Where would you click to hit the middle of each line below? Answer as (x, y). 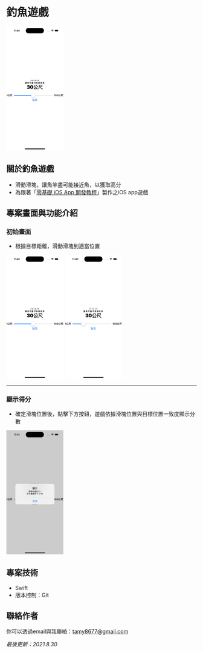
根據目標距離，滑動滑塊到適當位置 (57, 246)
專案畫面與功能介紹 (42, 213)
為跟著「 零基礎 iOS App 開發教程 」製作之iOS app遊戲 (82, 192)
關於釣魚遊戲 (30, 169)
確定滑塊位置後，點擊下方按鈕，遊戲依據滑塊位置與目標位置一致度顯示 (102, 414)
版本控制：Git (32, 595)
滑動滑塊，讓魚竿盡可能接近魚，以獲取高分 (68, 185)
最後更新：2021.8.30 (32, 645)
